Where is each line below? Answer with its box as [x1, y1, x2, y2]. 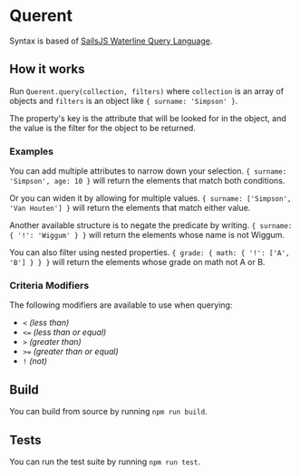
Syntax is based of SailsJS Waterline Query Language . [9, 35, 213, 46]
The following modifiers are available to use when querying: [9, 300, 233, 310]
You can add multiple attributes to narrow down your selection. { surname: [9, 166, 287, 176]
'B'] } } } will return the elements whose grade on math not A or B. [9, 257, 266, 268]
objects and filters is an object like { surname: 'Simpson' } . [9, 95, 238, 106]
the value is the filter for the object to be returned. [9, 122, 197, 133]
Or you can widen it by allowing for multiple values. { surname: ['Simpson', [9, 193, 292, 204]
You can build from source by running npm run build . [9, 406, 208, 417]
